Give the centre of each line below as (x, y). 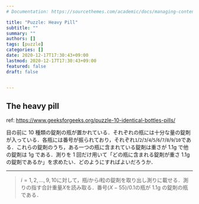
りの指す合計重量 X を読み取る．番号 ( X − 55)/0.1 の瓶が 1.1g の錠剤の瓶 (104, 187)
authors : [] (21, 39)
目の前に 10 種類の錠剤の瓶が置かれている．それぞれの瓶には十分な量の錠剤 (98, 132)
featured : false (26, 66)
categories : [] (25, 50)
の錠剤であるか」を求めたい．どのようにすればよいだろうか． (81, 162)
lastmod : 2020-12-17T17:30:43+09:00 (51, 61)
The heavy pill (33, 106)
